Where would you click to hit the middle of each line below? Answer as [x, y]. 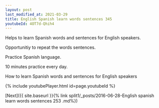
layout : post [19, 10]
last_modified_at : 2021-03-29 [37, 14]
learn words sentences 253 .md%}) [41, 101]
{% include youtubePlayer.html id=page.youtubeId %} [60, 86]
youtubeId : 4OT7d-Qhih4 [30, 24]
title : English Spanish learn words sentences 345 [59, 19]
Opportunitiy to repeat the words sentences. [50, 47]
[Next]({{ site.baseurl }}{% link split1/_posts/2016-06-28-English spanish [80, 96]
